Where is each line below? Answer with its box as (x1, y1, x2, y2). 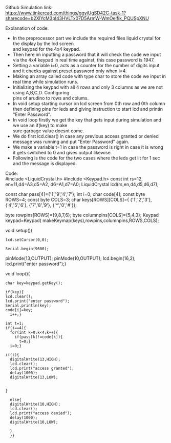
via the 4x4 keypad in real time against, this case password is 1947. (12, 57, 155, 63)
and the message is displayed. (12, 160, 77, 166)
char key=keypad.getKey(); (5, 280, 63, 286)
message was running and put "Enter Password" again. (12, 138, 130, 145)
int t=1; (5, 321, 24, 326)
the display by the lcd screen (12, 41, 74, 47)
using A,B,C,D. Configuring (12, 90, 70, 95)
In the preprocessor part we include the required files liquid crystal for (12, 35, 161, 41)
